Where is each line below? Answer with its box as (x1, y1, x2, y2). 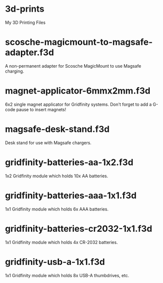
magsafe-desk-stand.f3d (5, 124, 110, 134)
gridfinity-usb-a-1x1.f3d (5, 256, 105, 267)
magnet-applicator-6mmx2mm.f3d (5, 85, 151, 96)
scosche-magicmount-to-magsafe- (5, 37, 153, 48)
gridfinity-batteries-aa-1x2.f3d (5, 157, 134, 168)
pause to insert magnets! (16, 106, 67, 113)
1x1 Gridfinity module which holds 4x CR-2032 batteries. (5, 239, 118, 245)
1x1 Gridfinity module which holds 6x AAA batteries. (5, 206, 109, 212)
